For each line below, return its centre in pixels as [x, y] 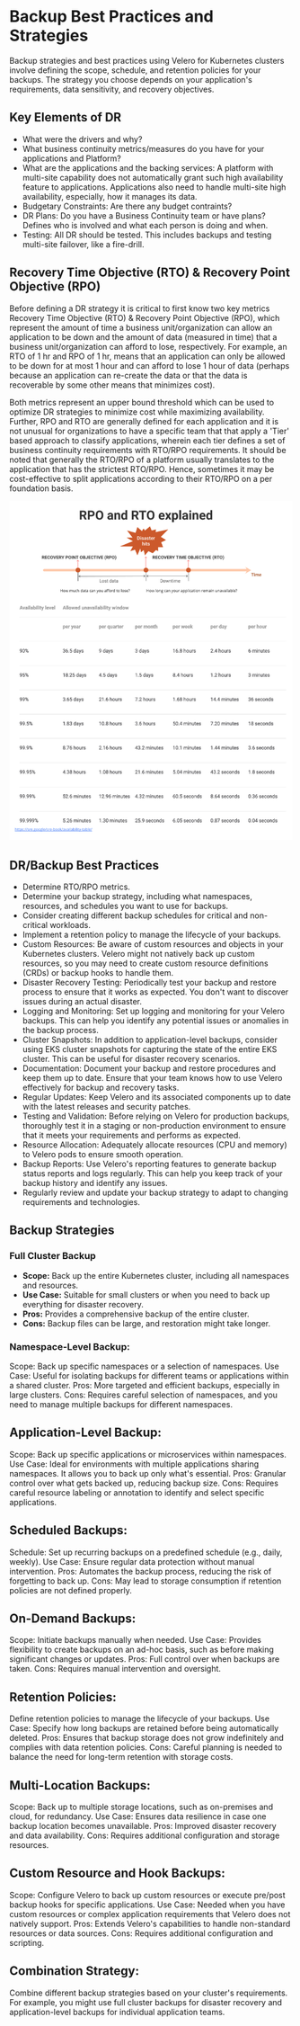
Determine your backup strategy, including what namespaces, [137, 896]
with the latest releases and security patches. [106, 1106]
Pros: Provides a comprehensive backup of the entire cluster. [136, 1314]
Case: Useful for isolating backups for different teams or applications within [149, 1375]
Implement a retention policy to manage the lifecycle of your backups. [151, 934]
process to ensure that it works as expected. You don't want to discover [155, 992]
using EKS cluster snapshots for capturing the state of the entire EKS [150, 1049]
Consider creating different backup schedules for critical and [135, 915]
